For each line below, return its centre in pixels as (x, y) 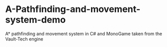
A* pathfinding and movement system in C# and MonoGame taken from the (84, 33)
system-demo (35, 20)
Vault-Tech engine (24, 39)
